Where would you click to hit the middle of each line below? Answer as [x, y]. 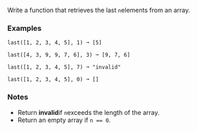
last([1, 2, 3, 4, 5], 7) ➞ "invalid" [64, 67]
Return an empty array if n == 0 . [64, 120]
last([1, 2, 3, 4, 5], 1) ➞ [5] [55, 43]
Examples [25, 28]
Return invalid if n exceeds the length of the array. [88, 112]
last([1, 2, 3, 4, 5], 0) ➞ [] [53, 80]
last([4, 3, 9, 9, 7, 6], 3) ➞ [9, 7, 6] [69, 55]
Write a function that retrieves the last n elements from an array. [99, 10]
